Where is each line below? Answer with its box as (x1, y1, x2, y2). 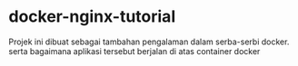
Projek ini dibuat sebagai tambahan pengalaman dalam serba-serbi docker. (8, 36, 290, 47)
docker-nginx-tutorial (8, 6, 176, 27)
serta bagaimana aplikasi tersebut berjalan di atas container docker (8, 45, 261, 56)
